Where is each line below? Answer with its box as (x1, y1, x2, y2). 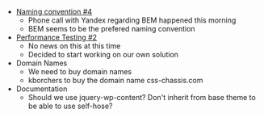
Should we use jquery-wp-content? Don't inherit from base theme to (27, 93, 256, 102)
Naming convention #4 (15, 7, 93, 16)
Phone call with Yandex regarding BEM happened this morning (27, 15, 237, 25)
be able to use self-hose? (27, 101, 113, 111)
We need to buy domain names (27, 67, 132, 76)
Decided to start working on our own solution (27, 50, 179, 59)
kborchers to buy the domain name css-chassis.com (27, 76, 203, 85)
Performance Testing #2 (15, 32, 98, 42)
